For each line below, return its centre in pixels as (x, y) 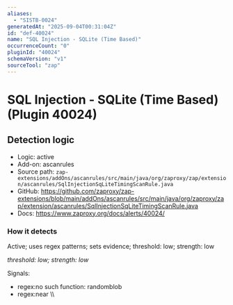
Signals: (18, 273)
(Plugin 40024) (52, 114)
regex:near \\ (36, 294)
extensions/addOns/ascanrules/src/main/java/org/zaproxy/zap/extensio (122, 178)
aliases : (20, 14)
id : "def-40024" (31, 33)
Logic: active (35, 156)
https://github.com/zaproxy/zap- (88, 191)
